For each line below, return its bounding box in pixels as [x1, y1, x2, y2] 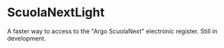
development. [7, 34, 46, 42]
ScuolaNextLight [7, 5, 105, 20]
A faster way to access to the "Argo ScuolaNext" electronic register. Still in [7, 27, 218, 35]
